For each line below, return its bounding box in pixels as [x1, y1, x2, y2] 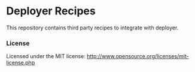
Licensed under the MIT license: [6, 53, 86, 60]
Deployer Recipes [6, 4, 96, 18]
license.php [6, 59, 35, 67]
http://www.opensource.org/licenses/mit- [86, 53, 190, 60]
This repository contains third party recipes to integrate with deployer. [6, 24, 179, 31]
